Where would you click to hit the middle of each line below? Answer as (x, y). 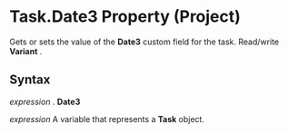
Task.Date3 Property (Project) (125, 17)
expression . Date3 (45, 101)
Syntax (30, 80)
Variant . (26, 51)
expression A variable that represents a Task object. (107, 119)
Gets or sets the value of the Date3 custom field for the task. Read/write (144, 42)
